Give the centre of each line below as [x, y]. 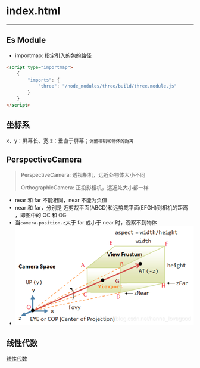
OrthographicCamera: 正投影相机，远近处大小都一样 [85, 187]
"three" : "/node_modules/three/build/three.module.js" [107, 86]
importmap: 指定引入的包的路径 [53, 55]
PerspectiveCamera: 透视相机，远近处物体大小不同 [83, 174]
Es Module [26, 40]
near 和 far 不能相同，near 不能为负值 [61, 200]
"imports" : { [44, 80]
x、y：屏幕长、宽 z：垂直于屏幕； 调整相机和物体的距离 [70, 141]
